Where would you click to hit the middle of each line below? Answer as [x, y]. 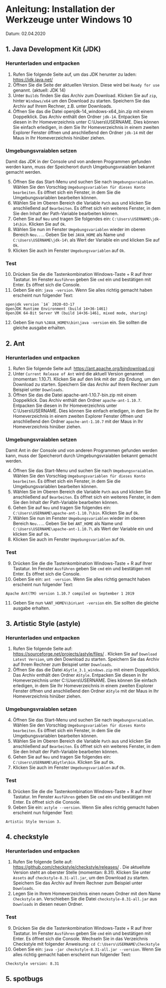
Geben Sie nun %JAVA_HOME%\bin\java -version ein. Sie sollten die [80, 323]
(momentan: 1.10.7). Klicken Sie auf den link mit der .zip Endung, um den [86, 379]
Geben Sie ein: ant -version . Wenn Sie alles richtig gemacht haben [82, 579]
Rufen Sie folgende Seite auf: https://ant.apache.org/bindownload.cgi [84, 368]
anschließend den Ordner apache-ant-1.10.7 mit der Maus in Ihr [78, 421]
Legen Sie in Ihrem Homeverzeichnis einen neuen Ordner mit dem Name [86, 894]
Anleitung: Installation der [60, 9]
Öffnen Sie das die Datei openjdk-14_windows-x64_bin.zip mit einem [83, 111]
